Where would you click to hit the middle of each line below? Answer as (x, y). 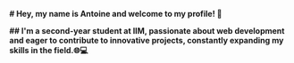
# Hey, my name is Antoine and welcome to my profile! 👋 (116, 14)
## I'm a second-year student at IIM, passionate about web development (147, 31)
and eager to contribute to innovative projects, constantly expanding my (147, 40)
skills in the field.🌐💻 (49, 50)
